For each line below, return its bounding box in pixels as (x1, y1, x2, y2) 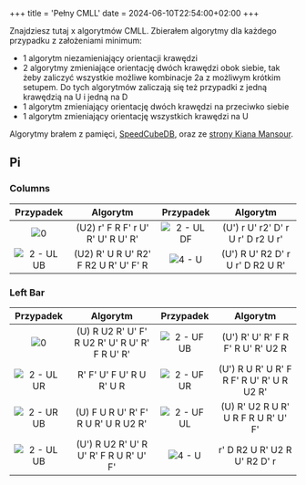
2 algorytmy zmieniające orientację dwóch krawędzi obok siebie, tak (22, 63, 280, 73)
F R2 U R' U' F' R (76, 259, 148, 272)
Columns (9, 182, 51, 195)
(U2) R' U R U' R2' (73, 247, 152, 260)
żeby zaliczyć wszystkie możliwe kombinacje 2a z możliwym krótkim (22, 72, 281, 83)
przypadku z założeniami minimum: (9, 36, 143, 46)
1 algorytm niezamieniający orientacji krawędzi (22, 53, 199, 63)
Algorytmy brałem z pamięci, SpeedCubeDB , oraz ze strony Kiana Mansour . (9, 129, 294, 139)
